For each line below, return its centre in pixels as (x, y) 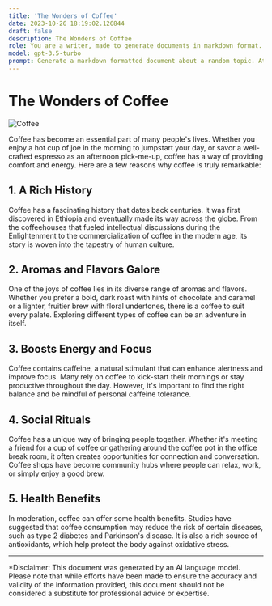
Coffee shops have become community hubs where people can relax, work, (135, 465)
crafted (21, 156)
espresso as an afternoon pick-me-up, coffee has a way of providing (149, 156)
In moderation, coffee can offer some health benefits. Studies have (120, 518)
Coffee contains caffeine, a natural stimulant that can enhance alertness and (136, 368)
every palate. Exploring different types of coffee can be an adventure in (127, 315)
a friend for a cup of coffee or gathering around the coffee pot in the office (133, 448)
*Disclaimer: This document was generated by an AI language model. (125, 567)
